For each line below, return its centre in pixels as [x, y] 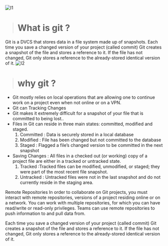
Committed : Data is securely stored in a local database [77, 134]
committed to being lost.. [38, 118]
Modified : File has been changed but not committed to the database [90, 140]
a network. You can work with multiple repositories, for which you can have [83, 202]
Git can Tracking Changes [39, 108]
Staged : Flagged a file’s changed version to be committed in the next [91, 145]
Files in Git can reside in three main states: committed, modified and [82, 124]
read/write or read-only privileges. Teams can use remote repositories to [80, 208]
